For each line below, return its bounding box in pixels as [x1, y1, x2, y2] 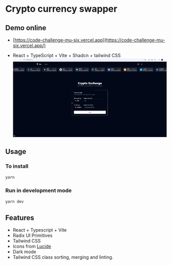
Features [5, 213, 34, 222]
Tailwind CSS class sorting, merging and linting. [12, 254, 114, 260]
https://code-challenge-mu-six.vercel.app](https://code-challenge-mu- [14, 37, 165, 43]
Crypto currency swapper [5, 3, 118, 15]
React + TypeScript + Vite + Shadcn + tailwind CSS [12, 52, 121, 58]
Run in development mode [5, 187, 72, 194]
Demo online [5, 24, 47, 32]
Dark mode [12, 249, 37, 255]
